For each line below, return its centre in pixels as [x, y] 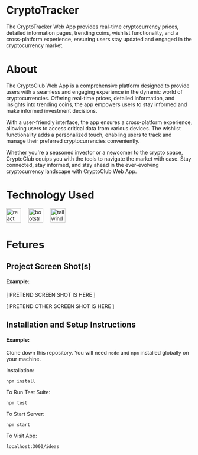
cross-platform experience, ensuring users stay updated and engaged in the [99, 39]
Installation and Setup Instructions [71, 324]
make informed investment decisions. [52, 110]
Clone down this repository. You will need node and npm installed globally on [98, 353]
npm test [17, 403]
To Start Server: [25, 414]
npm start [18, 425]
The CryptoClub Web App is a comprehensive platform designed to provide [98, 86]
